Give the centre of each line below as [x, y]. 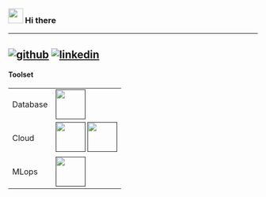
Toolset [21, 74]
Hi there [41, 20]
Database [30, 104]
